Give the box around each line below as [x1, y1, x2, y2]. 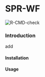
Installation [5, 54, 29, 60]
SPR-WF [5, 3, 41, 14]
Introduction [5, 32, 36, 39]
